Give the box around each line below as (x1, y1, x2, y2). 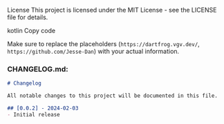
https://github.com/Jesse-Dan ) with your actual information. (7, 48, 180, 55)
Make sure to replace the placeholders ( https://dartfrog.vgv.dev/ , (7, 40, 200, 48)
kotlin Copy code (7, 27, 56, 34)
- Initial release (7, 111, 60, 118)
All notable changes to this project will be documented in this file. (7, 92, 218, 99)
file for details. (7, 13, 48, 21)
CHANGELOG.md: (7, 64, 69, 74)
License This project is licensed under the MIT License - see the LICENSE (7, 6, 217, 14)
